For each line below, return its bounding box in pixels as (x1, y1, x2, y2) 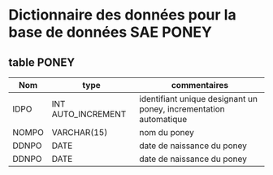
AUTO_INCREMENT (51, 108, 127, 120)
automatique (139, 114, 188, 125)
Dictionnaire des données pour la (8, 6, 237, 24)
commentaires (171, 80, 229, 90)
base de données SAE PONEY (8, 23, 213, 42)
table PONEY (8, 55, 76, 69)
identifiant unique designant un (139, 94, 258, 104)
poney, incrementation (139, 103, 225, 115)
